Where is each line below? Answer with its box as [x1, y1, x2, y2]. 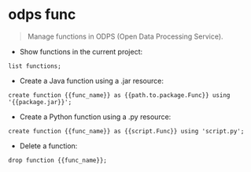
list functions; [8, 62, 61, 70]
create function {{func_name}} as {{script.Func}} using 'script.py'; [8, 127, 245, 135]
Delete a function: [19, 140, 78, 151]
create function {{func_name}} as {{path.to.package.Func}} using [8, 91, 231, 99]
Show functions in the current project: [19, 47, 143, 56]
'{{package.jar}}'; [8, 98, 72, 106]
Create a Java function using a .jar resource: [19, 76, 164, 85]
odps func [8, 6, 76, 24]
